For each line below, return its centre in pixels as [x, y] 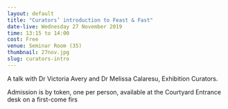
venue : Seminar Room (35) [44, 46]
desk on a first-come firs [43, 99]
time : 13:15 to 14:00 [38, 33]
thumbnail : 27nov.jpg [38, 53]
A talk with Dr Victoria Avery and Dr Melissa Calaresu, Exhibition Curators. [113, 78]
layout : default [30, 14]
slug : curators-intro [38, 59]
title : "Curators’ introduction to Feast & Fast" [80, 20]
